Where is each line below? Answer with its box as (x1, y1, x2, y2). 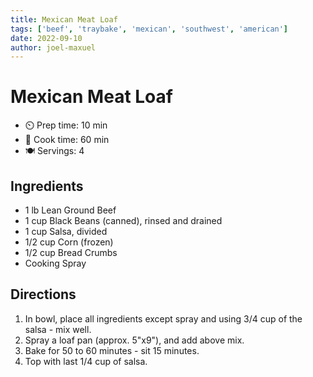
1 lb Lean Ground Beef (24, 204, 117, 216)
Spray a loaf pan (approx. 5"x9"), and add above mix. (24, 334, 245, 346)
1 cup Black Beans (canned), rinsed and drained (24, 215, 223, 226)
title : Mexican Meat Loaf (10, 14, 118, 25)
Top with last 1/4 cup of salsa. (24, 355, 148, 367)
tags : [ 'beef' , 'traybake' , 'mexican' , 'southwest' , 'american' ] (10, 24, 289, 34)
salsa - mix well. (24, 323, 92, 335)
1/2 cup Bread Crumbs (24, 247, 118, 258)
